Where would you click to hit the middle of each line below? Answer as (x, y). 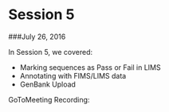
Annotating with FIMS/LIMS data (73, 75)
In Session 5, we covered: (51, 52)
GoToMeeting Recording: (49, 99)
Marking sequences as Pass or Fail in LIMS (90, 67)
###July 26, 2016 (37, 37)
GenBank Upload (47, 84)
